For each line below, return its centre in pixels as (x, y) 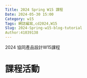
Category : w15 (20, 19)
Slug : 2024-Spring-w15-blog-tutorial (44, 28)
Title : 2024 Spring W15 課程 (34, 10)
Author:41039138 (22, 33)
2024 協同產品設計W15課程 (33, 47)
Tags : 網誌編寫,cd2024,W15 (31, 23)
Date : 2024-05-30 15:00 (29, 14)
